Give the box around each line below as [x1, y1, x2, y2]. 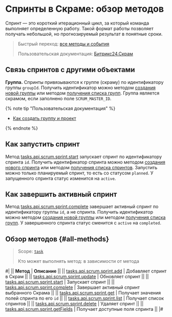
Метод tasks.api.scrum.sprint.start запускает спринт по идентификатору [5, 153, 162, 160]
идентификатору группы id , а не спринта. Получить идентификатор [5, 209, 154, 215]
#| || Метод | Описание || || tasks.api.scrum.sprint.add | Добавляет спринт [5, 268, 167, 274]
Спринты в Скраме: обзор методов [5, 3, 164, 15]
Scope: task [17, 248, 44, 255]
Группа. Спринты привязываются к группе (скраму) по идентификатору [5, 79, 164, 85]
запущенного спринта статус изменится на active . [5, 175, 116, 182]
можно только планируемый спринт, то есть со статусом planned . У [5, 170, 154, 176]
